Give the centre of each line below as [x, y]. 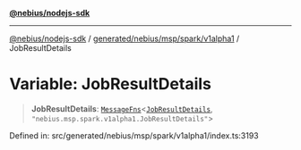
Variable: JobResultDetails [111, 84]
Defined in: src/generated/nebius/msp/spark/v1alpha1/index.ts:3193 [134, 135]
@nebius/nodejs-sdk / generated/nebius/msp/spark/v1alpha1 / [125, 38]
